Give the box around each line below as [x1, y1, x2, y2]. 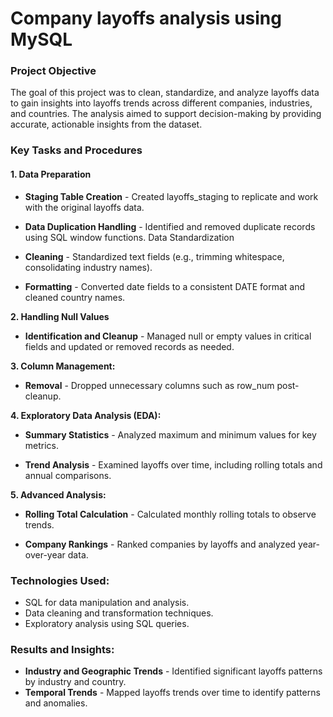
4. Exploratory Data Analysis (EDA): [10, 409, 162, 421]
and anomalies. [24, 697, 88, 709]
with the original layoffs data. [24, 201, 145, 213]
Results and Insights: [10, 642, 115, 656]
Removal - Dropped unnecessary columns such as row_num [24, 379, 275, 391]
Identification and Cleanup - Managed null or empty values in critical [24, 330, 312, 342]
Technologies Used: [10, 573, 110, 587]
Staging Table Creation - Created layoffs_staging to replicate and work [24, 190, 319, 202]
